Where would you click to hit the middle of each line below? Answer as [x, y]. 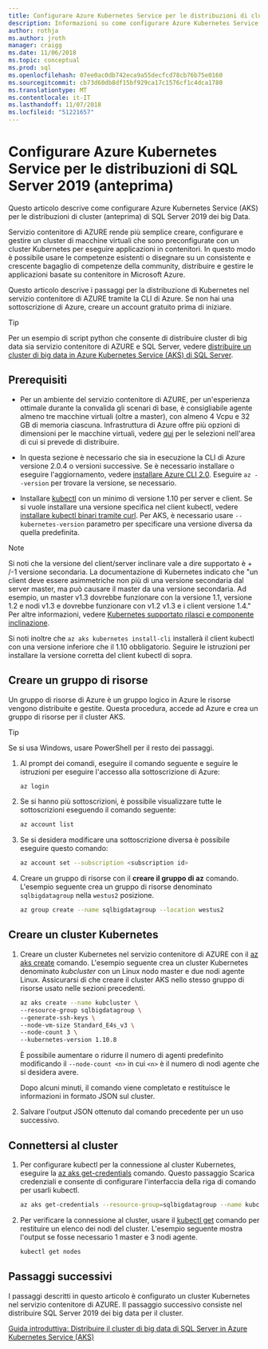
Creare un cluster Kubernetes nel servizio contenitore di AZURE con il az [139, 954]
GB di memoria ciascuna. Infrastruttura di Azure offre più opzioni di [130, 425]
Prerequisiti [38, 380]
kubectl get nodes [50, 1251]
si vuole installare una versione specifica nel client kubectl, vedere [129, 507]
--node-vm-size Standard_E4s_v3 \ [77, 1025]
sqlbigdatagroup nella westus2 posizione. [87, 896]
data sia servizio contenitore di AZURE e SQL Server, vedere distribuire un [130, 346]
